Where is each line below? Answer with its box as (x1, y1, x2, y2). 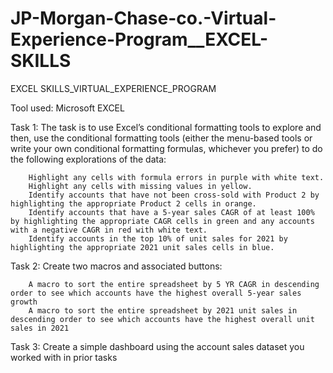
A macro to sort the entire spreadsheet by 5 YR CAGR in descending (28, 279, 320, 289)
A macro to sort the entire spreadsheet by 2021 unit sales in (28, 305, 298, 316)
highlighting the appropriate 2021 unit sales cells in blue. (10, 242, 275, 252)
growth (10, 297, 38, 307)
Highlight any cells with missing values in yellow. (28, 181, 253, 191)
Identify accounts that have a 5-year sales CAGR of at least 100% (28, 207, 315, 217)
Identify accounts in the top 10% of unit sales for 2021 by (28, 233, 288, 244)
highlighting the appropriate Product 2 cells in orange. (10, 198, 257, 209)
